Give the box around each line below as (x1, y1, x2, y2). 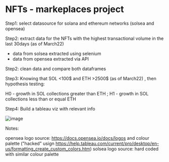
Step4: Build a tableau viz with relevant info (5, 105, 95, 112)
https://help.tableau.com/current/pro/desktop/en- (55, 140, 159, 146)
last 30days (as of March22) (5, 40, 64, 46)
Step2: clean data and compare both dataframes (5, 66, 106, 72)
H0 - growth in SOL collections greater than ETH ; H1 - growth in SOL (5, 90, 149, 96)
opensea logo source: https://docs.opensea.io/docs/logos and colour (5, 135, 150, 141)
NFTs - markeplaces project (5, 4, 124, 15)
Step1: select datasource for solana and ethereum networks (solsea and (5, 20, 154, 26)
